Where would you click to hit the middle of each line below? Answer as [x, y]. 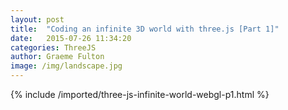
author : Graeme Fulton [57, 57]
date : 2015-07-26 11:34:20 [71, 38]
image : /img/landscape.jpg [66, 66]
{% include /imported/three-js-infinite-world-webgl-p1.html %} [140, 94]
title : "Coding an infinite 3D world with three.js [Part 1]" [145, 29]
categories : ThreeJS [53, 47]
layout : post [37, 19]
